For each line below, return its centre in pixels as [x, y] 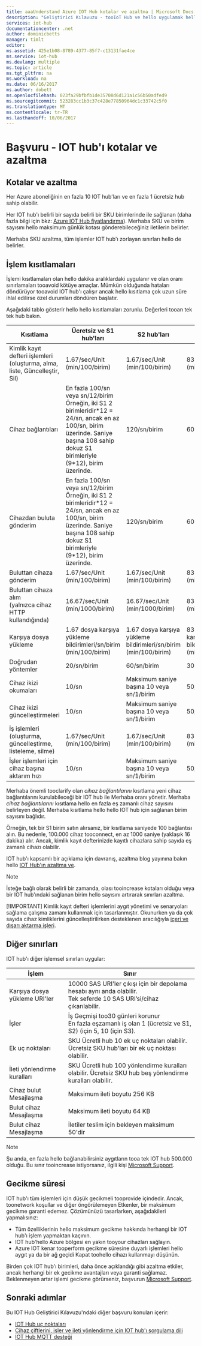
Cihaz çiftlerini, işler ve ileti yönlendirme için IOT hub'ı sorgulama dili [99, 1330]
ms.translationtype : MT [36, 107]
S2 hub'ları [153, 335]
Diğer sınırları [32, 944]
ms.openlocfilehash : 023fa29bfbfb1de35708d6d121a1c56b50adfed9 [87, 95]
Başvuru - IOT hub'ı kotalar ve [82, 147]
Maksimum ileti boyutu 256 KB [111, 1094]
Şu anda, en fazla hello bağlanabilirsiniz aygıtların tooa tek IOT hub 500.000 [99, 1158]
